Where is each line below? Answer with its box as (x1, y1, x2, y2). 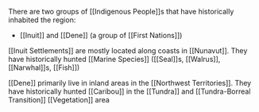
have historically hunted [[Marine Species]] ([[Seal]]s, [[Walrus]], (8, 55, 221, 64)
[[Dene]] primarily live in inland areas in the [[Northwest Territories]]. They (8, 79, 252, 87)
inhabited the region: (8, 15, 76, 25)
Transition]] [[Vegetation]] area (8, 95, 110, 104)
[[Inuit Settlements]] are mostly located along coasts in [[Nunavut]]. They (8, 46, 248, 55)
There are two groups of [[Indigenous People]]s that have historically (8, 7, 234, 16)
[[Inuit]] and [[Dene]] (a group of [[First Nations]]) (19, 31, 183, 40)
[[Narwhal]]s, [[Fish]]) (8, 63, 80, 72)
